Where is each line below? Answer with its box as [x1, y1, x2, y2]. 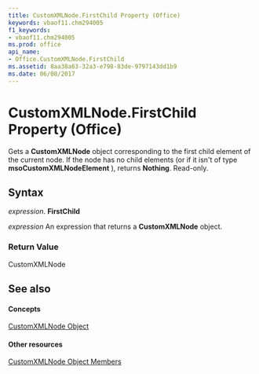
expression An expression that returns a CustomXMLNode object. [8, 222, 223, 232]
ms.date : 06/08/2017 [8, 70, 76, 78]
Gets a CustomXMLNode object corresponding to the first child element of [8, 146, 251, 156]
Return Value [8, 241, 59, 252]
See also [8, 282, 51, 295]
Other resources [8, 339, 63, 349]
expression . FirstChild [8, 207, 81, 216]
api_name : [8, 48, 41, 56]
